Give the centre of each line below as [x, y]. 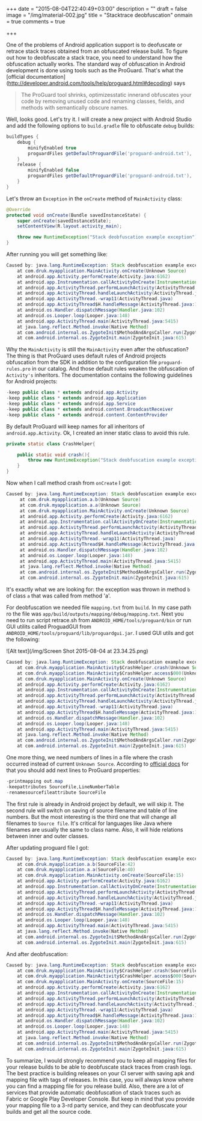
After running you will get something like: [57, 254]
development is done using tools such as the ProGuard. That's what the [95, 70]
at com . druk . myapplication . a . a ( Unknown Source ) [80, 505]
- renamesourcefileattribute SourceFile [56, 792]
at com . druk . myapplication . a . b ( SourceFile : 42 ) [76, 864]
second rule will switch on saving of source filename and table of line [92, 810]
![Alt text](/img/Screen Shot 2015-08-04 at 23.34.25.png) [77, 651]
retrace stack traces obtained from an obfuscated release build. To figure [97, 51]
